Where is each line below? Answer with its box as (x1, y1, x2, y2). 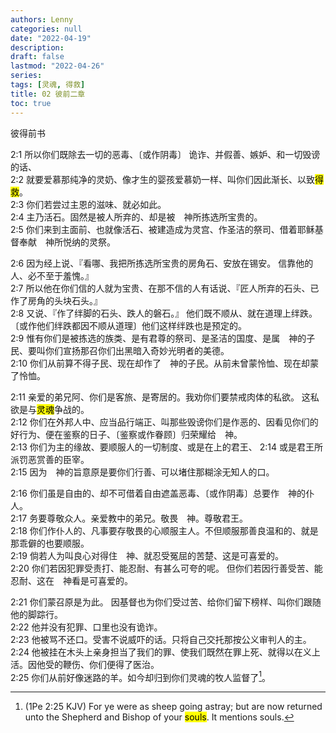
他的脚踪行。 (10, 608, 63, 620)
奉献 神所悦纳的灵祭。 (18, 236, 116, 248)
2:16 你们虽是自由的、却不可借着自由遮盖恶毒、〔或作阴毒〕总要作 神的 (10, 487, 306, 499)
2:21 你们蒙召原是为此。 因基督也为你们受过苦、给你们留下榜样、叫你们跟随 (10, 596, 322, 608)
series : (10, 71, 43, 81)
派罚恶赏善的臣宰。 (10, 453, 90, 465)
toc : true (10, 98, 52, 108)
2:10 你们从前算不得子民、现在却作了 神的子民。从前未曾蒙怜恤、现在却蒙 (10, 357, 320, 369)
